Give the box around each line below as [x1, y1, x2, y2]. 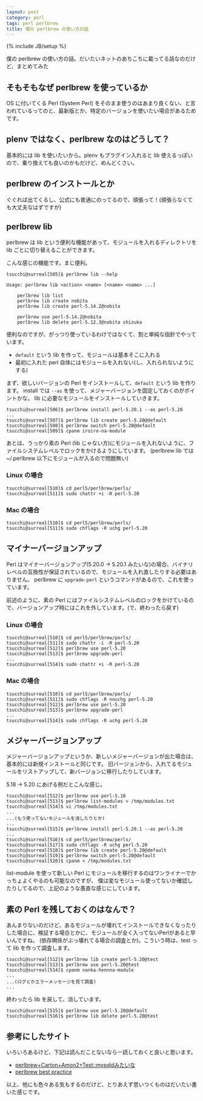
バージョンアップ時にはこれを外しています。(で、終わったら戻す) [16, 603, 179, 611]
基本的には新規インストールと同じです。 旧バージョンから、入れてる [6, 760, 177, 768]
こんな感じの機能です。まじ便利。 [6, 259, 91, 266]
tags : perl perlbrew [6, 20, 59, 26]
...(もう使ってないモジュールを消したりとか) [6, 816, 105, 822]
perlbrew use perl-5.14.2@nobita [17, 314, 102, 320]
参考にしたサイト [6, 1031, 70, 1041]
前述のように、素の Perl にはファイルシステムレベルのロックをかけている [6, 596, 189, 603]
